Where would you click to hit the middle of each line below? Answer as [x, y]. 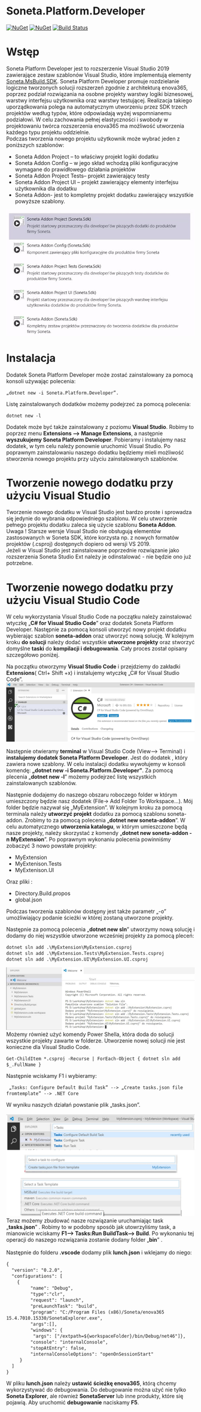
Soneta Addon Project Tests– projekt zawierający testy [82, 176]
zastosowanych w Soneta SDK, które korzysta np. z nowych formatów [93, 537]
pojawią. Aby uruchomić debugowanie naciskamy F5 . [73, 1402]
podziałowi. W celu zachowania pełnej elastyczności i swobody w [87, 119]
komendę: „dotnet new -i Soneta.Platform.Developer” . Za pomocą [90, 770]
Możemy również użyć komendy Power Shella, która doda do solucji [90, 1034]
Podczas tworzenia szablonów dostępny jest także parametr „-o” [86, 911]
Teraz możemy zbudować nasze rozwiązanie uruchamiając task [85, 1221]
